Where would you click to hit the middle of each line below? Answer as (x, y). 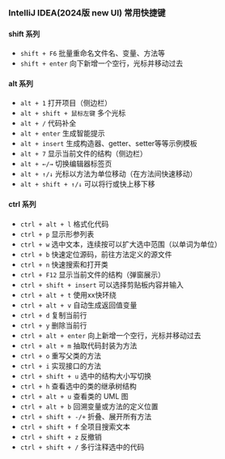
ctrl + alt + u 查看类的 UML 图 (74, 396)
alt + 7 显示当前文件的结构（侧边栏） (83, 154)
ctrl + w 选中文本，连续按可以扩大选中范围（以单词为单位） (121, 244)
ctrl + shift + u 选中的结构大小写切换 (86, 375)
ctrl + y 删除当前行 (53, 325)
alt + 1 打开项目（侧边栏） (66, 103)
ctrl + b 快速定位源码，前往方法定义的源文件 (96, 254)
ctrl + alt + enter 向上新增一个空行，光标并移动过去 (110, 335)
